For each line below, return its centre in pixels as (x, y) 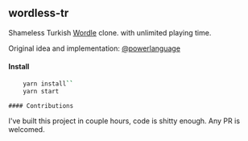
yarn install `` (48, 84)
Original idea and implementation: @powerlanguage (95, 48)
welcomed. (27, 129)
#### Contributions (41, 106)
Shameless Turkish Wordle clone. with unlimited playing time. (110, 32)
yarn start (41, 91)
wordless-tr (39, 13)
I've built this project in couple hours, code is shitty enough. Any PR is (124, 121)
